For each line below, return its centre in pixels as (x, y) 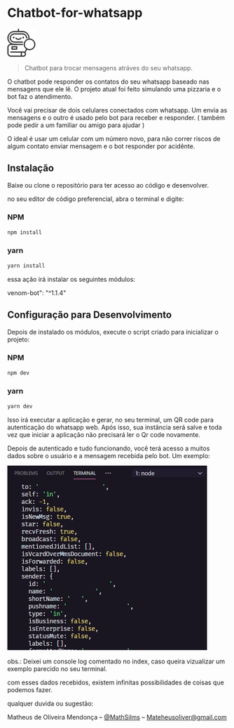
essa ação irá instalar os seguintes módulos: (71, 280)
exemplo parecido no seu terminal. (57, 669)
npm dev (19, 373)
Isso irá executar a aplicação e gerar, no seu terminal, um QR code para (110, 420)
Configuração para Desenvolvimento (90, 315)
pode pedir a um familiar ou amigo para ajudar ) (76, 125)
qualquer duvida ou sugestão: (50, 703)
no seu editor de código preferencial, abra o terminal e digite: (96, 199)
